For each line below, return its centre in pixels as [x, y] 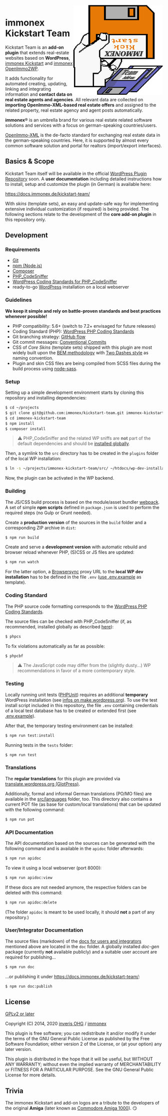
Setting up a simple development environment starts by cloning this [74, 392]
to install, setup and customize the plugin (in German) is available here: [78, 184]
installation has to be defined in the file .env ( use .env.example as [73, 577]
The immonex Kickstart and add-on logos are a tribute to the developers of [82, 1103]
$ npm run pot [20, 819]
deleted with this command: [34, 892]
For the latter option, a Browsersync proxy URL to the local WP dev [74, 572]
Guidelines [18, 300]
